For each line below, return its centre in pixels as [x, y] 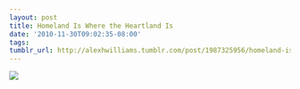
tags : [19, 42]
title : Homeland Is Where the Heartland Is [92, 26]
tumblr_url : [31, 51]
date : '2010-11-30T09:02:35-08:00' [75, 34]
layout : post [33, 17]
